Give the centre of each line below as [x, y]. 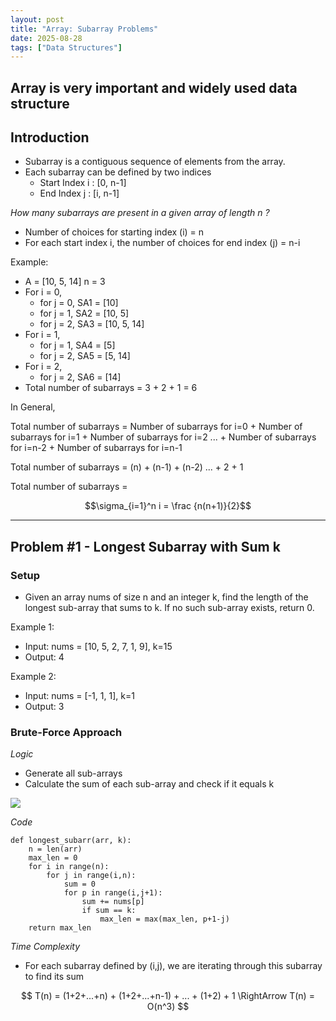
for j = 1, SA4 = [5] [77, 345]
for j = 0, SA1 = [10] [79, 303]
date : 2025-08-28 [46, 38]
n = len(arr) [55, 849]
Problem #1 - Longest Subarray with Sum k [145, 546]
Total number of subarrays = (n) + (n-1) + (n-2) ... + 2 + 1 [127, 467]
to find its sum [54, 977]
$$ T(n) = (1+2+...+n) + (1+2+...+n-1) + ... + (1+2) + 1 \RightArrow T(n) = [168, 996]
